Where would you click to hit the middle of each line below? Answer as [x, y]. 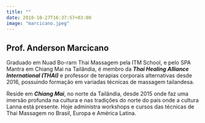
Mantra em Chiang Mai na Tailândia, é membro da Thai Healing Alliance [98, 69]
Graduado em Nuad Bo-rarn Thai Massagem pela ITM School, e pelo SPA [99, 63]
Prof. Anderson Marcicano [58, 48]
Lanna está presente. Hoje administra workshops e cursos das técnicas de [100, 107]
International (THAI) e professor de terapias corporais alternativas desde [99, 76]
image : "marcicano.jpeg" [38, 23]
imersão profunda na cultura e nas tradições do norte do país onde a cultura [102, 100]
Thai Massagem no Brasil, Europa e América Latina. [71, 113]
